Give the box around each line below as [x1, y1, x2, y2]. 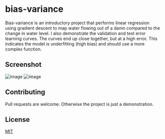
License [5, 115, 30, 124]
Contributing [5, 88, 45, 96]
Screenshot [5, 60, 42, 69]
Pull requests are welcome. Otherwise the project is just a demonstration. [5, 101, 154, 107]
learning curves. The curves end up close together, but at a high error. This [5, 36, 158, 42]
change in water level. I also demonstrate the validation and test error [5, 30, 146, 36]
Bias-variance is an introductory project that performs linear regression [5, 20, 150, 26]
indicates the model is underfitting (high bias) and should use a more [5, 41, 145, 46]
